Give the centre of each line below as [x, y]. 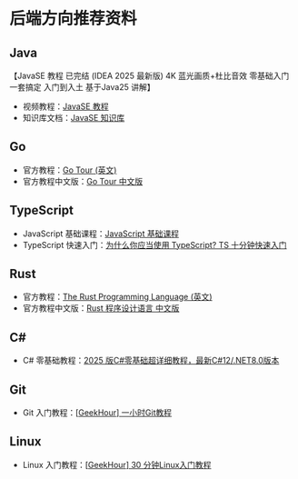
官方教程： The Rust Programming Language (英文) [117, 297]
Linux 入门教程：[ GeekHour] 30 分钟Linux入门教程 [117, 464]
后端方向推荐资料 [74, 19]
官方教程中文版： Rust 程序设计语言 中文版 [101, 308]
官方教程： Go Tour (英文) [70, 170]
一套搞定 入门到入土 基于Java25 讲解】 [82, 87]
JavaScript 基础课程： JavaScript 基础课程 [101, 234]
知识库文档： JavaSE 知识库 [74, 118]
